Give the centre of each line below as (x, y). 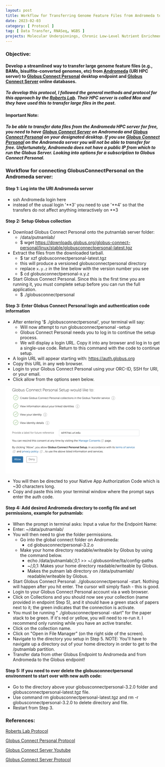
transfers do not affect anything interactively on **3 (65, 210)
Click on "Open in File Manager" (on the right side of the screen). (78, 634)
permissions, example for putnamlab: (45, 513)
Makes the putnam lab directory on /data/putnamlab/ (81, 571)
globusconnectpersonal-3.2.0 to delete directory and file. (71, 702)
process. (29, 338)
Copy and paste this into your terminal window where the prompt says (83, 491)
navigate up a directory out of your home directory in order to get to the (85, 644)
